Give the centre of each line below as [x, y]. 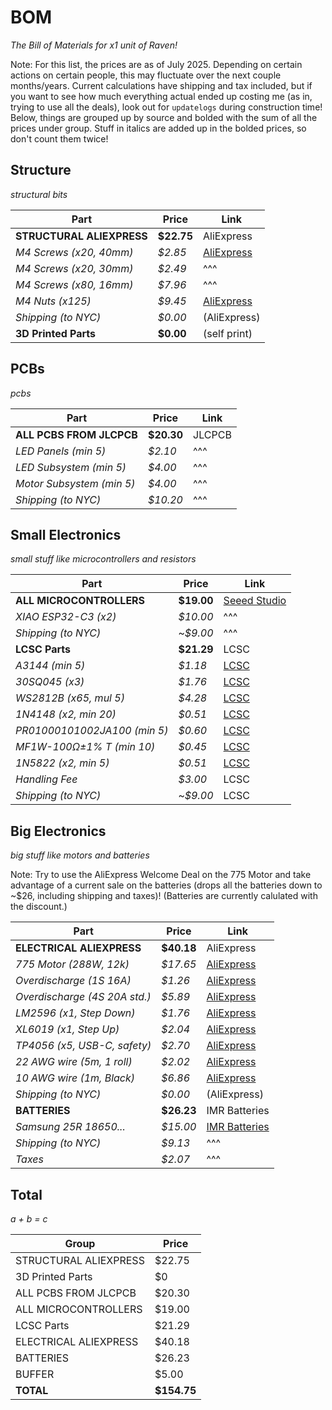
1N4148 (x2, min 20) [66, 714]
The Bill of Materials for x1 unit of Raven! [94, 45]
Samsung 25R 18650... [70, 1127]
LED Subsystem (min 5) [71, 467]
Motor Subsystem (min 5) [75, 483]
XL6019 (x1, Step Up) [67, 1029]
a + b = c [29, 1219]
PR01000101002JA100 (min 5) [92, 731]
